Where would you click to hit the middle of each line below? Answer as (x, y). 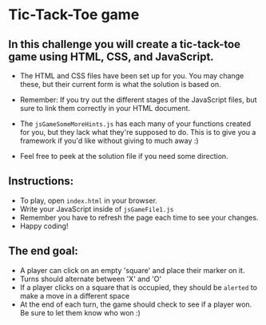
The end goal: (43, 251)
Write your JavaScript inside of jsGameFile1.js (97, 208)
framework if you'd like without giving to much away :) (109, 141)
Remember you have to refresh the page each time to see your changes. (139, 217)
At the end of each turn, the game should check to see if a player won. (136, 304)
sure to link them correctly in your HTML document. (105, 108)
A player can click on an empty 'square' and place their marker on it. (132, 270)
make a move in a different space (75, 295)
